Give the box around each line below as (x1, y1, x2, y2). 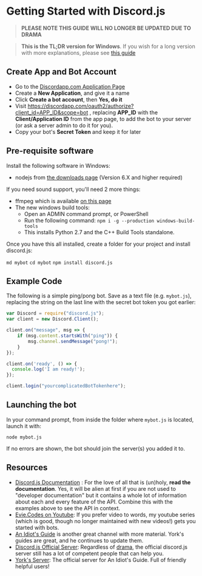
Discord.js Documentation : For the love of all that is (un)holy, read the (15, 479, 191, 486)
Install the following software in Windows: (6, 162, 110, 169)
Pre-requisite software (6, 146, 94, 156)
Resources (6, 462, 48, 473)
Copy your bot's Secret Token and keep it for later (15, 128, 141, 135)
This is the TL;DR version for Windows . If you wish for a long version (21, 43, 196, 50)
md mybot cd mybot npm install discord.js (6, 260, 113, 266)
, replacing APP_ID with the (89, 108, 158, 116)
